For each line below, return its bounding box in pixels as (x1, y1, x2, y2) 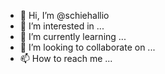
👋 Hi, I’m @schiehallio (19, 10, 110, 21)
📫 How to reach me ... (19, 53, 113, 64)
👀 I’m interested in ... (19, 20, 105, 32)
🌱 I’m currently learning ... (19, 31, 127, 42)
